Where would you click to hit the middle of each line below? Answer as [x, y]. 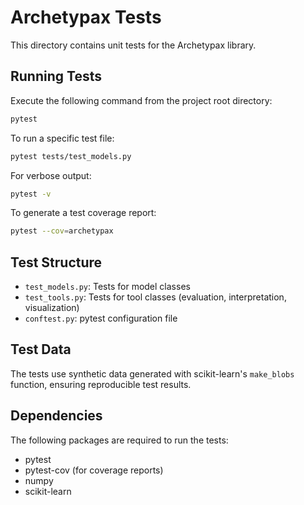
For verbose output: [51, 175]
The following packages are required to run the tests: [119, 440]
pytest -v [31, 194]
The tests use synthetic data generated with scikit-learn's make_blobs [152, 373]
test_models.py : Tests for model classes [107, 287]
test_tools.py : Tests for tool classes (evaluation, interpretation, [155, 297]
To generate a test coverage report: [83, 213]
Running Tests [56, 76]
